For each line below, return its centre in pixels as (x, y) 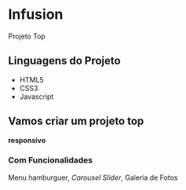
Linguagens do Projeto (64, 61)
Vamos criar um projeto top (76, 121)
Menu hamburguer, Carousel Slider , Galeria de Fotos (93, 177)
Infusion (36, 15)
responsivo (27, 140)
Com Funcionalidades (51, 160)
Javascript (36, 97)
